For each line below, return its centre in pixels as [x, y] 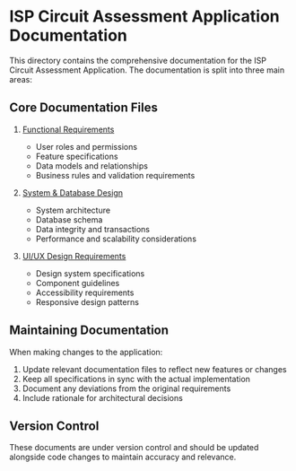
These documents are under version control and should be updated [134, 448]
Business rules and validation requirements [115, 175]
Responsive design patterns [87, 301]
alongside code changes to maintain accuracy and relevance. [123, 457]
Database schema [69, 219]
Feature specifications [77, 156]
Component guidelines [78, 283]
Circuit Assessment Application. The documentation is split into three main [147, 70]
